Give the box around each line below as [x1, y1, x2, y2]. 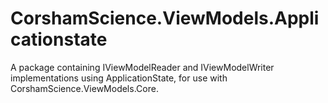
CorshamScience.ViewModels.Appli [10, 7, 320, 30]
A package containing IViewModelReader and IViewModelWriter [10, 61, 275, 73]
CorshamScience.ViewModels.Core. [10, 82, 159, 94]
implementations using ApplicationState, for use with [10, 72, 228, 84]
